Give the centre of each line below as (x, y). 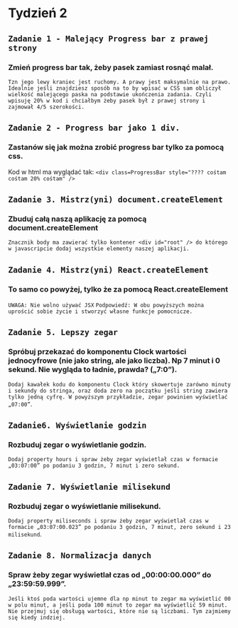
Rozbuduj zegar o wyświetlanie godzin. (77, 445)
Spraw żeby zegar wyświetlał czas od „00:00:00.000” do (110, 575)
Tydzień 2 (38, 13)
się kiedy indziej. (37, 617)
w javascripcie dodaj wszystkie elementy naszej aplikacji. (99, 249)
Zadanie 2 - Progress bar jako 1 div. (94, 128)
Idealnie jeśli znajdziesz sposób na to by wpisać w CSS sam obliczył (115, 88)
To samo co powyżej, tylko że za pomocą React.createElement (118, 289)
